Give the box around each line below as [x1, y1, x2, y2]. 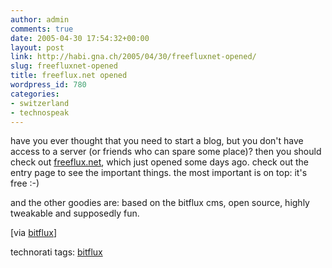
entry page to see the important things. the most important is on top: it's [10, 167, 308, 179]
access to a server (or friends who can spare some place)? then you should [10, 146, 322, 158]
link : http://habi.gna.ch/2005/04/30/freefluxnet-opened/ [10, 52, 257, 62]
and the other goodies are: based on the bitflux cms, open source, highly [10, 197, 310, 209]
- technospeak [10, 107, 70, 118]
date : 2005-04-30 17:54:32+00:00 [10, 33, 150, 43]
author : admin [10, 14, 70, 25]
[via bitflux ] [10, 227, 57, 239]
